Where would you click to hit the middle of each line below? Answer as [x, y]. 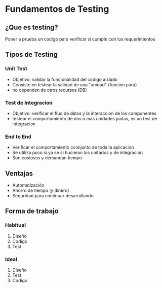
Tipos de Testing [31, 54]
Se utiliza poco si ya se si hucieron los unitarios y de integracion [78, 153]
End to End [18, 137]
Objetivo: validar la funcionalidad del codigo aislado [65, 79]
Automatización [28, 185]
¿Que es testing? [32, 27]
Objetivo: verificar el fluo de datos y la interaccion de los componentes [84, 113]
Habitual [16, 225]
